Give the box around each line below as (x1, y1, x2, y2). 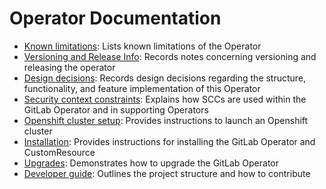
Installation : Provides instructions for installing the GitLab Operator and (23, 135, 316, 147)
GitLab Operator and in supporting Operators (23, 103, 209, 116)
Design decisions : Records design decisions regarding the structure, (23, 72, 307, 84)
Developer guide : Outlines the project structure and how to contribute (23, 167, 311, 179)
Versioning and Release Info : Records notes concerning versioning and (23, 50, 317, 62)
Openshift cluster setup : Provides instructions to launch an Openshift (23, 114, 309, 126)
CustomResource (23, 146, 96, 158)
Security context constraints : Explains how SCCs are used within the (23, 93, 307, 105)
